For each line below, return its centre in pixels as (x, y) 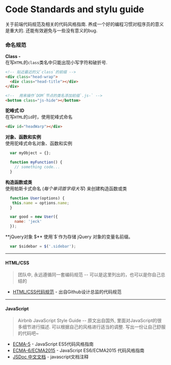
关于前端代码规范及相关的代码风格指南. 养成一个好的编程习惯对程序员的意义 (84, 24)
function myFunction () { (36, 162)
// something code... (37, 167)
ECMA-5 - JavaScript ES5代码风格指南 (53, 344)
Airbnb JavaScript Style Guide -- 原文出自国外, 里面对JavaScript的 (88, 321)
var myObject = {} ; (31, 153)
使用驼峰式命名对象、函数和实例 (39, 143)
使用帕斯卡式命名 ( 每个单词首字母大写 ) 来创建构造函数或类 (66, 188)
